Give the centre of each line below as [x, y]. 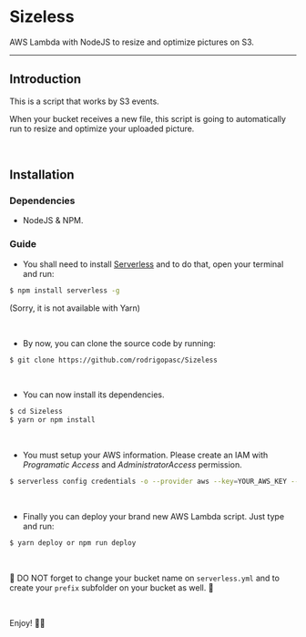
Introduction [46, 79]
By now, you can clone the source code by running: [119, 343]
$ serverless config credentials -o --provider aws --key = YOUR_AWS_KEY [148, 482]
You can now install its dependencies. [94, 395]
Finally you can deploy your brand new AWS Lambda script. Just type [153, 517]
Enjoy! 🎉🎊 [27, 622]
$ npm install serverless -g [65, 290]
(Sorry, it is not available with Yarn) [75, 308]
